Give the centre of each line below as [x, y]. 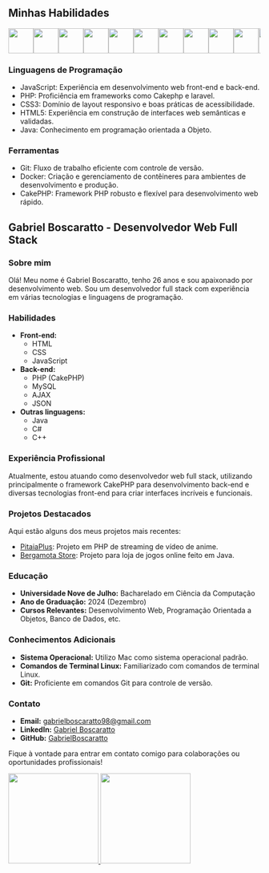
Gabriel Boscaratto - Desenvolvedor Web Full [123, 227]
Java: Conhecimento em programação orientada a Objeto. [116, 130]
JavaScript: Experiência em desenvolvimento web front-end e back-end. [140, 87]
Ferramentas [34, 151]
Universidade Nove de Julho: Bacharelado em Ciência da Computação [137, 593]
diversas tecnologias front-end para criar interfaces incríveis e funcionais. [130, 493]
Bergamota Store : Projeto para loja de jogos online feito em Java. [127, 555]
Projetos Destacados [50, 514]
